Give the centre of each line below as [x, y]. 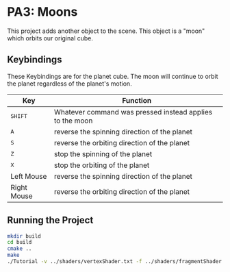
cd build [20, 243]
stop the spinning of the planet [103, 153]
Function [137, 100]
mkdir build [24, 236]
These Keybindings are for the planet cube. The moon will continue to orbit [113, 76]
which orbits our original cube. [50, 38]
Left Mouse [29, 176]
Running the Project [50, 220]
